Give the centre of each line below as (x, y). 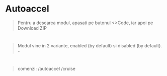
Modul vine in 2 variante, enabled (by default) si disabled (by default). (90, 46)
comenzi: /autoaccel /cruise (47, 69)
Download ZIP (32, 28)
